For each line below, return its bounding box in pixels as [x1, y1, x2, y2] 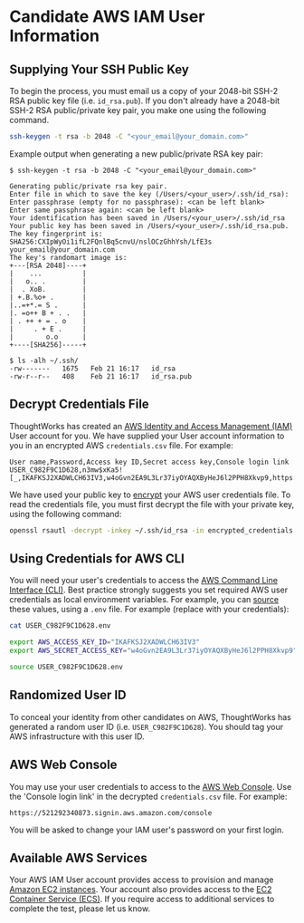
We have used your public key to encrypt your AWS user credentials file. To [9, 489, 291, 500]
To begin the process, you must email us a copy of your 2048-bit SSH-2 [9, 86, 279, 96]
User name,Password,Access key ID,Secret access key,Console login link [9, 457, 290, 466]
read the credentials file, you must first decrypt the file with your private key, [9, 498, 295, 509]
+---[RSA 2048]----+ [9, 261, 88, 270]
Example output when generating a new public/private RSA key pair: [9, 148, 264, 159]
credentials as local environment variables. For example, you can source [9, 594, 279, 605]
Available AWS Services [9, 850, 147, 866]
